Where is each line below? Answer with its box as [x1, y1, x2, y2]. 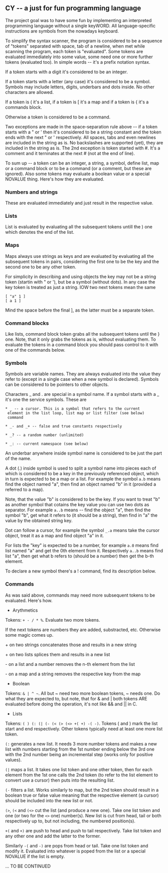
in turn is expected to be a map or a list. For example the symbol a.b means [5, 476, 161, 482]
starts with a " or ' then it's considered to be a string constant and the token [5, 129, 161, 135]
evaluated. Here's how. [5, 597, 53, 604]
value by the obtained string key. [5, 518, 73, 524]
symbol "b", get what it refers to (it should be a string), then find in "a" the [5, 512, 158, 518]
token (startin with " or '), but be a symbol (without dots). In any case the [5, 278, 155, 285]
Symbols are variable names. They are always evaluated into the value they [5, 371, 161, 377]
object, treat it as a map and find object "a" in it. [5, 533, 104, 539]
